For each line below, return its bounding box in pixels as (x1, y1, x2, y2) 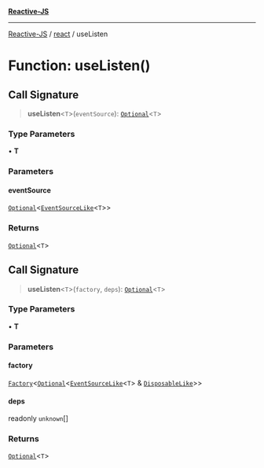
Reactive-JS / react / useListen (8, 29, 108, 39)
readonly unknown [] (8, 414, 69, 423)
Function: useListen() (8, 57, 151, 75)
